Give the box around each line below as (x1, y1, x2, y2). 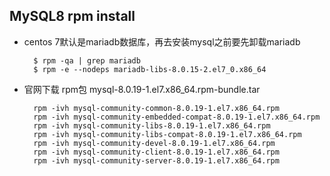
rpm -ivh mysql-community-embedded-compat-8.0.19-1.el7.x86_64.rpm (33, 112, 321, 122)
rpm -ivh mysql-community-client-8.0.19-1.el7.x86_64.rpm (33, 147, 280, 157)
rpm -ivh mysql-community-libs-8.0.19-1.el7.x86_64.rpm (33, 120, 271, 131)
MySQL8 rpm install (9, 8, 136, 25)
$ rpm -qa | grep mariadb (33, 55, 141, 66)
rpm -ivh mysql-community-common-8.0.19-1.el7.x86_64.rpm (33, 103, 280, 113)
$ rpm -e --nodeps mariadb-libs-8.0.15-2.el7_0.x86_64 (33, 64, 267, 74)
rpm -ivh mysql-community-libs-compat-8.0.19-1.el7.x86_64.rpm (33, 129, 302, 139)
